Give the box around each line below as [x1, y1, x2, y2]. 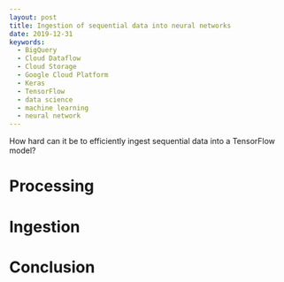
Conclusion [9, 257, 96, 277]
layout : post [9, 12, 58, 22]
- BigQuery [17, 46, 58, 55]
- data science [17, 95, 73, 104]
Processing [9, 176, 95, 196]
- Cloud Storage [17, 63, 77, 72]
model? [9, 145, 36, 156]
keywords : [9, 37, 46, 47]
